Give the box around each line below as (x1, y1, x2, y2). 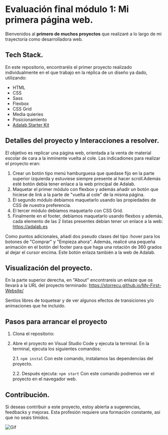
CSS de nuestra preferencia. (12, 202, 71, 208)
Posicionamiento (12, 117, 47, 123)
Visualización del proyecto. (5, 264, 93, 272)
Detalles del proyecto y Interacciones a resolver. (5, 137, 159, 145)
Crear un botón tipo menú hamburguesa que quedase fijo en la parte (12, 170, 154, 176)
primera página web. (5, 14, 93, 26)
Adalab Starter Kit (12, 122, 50, 128)
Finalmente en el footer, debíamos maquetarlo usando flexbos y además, (12, 212, 163, 219)
